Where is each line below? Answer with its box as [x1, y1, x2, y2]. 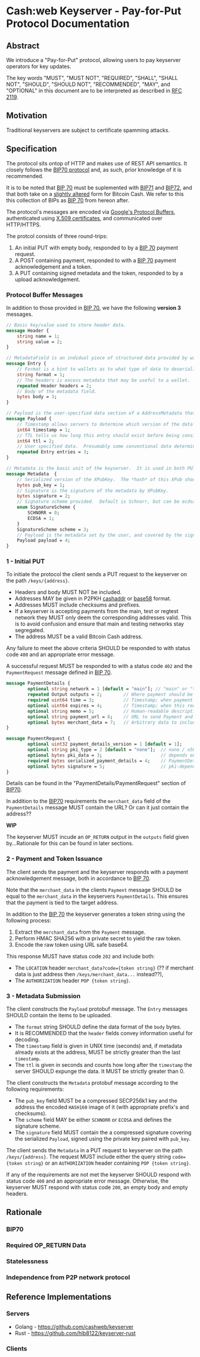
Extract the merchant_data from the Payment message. [14, 928, 146, 936]
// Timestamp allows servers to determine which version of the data [17, 421, 193, 427]
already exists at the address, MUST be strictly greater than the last [14, 1049, 180, 1056]
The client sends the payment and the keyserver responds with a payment [6, 868, 189, 875]
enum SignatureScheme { [17, 504, 76, 510]
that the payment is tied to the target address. [6, 898, 118, 906]
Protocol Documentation [6, 17, 130, 30]
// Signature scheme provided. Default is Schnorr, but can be [17, 499, 180, 505]
